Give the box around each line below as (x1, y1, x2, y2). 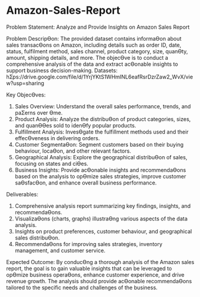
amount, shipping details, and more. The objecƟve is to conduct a (6, 54, 168, 61)
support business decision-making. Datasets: (6, 66, 118, 74)
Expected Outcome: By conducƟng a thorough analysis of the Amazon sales (6, 258, 195, 265)
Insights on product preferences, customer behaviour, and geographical (14, 228, 192, 235)
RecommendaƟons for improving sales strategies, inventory (14, 240, 163, 247)
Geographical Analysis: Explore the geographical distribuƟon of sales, (14, 153, 187, 160)
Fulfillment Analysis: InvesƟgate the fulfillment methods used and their (14, 128, 189, 135)
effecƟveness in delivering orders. (14, 134, 100, 141)
